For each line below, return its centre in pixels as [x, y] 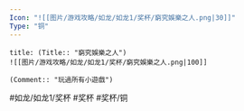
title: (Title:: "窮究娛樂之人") [68, 52]
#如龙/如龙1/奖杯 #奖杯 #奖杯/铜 [69, 97]
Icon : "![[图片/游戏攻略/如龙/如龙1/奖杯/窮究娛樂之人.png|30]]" [123, 18]
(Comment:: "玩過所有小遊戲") [61, 79]
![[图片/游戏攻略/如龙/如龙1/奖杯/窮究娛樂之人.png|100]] [108, 62]
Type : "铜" [29, 26]
